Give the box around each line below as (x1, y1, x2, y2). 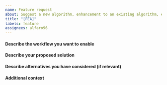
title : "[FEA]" (5, 16, 37, 21)
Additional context (5, 75, 45, 81)
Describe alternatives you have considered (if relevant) (5, 63, 122, 69)
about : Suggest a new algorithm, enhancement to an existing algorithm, (5, 12, 159, 17)
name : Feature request (5, 7, 52, 12)
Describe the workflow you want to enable (5, 41, 94, 47)
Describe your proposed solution (5, 52, 75, 58)
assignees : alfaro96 (5, 26, 48, 31)
